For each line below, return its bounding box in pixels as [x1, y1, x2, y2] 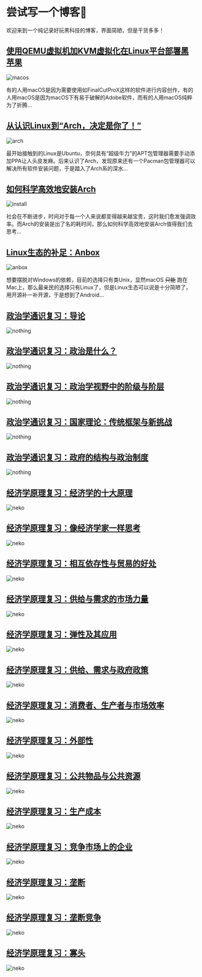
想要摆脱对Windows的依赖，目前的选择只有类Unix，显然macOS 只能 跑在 [6, 276, 188, 284]
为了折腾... [6, 101, 32, 109]
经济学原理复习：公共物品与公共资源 [6, 771, 141, 781]
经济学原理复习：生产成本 [6, 806, 101, 816]
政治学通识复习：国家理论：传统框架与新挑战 [6, 417, 173, 428]
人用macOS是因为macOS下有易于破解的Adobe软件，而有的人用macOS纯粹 [6, 94, 192, 101]
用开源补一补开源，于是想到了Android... [6, 291, 104, 299]
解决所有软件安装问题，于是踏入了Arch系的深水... [6, 164, 128, 172]
